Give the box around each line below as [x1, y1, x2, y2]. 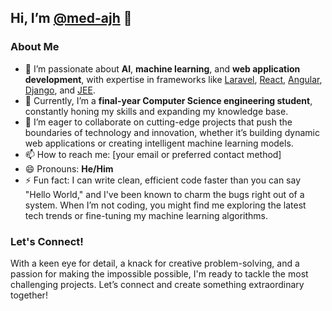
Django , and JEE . [24, 84, 96, 96]
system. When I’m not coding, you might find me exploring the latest [24, 199, 307, 211]
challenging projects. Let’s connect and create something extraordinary [10, 278, 305, 290]
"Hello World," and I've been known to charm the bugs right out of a [24, 188, 305, 200]
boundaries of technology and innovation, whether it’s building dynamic [24, 126, 320, 138]
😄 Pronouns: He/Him [24, 162, 114, 175]
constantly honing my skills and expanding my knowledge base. [24, 105, 289, 117]
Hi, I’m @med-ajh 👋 [10, 10, 133, 27]
